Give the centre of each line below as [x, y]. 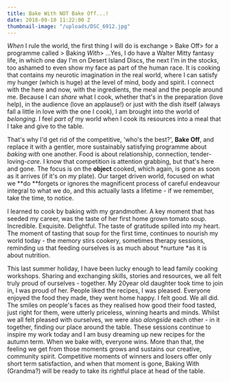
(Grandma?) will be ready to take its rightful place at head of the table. [106, 371]
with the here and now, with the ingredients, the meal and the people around [115, 89]
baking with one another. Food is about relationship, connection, [98, 154]
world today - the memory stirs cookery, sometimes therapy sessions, [106, 241]
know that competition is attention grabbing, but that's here [130, 162]
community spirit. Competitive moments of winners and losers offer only [110, 357]
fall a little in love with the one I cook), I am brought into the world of [103, 112]
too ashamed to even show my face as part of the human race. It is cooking [114, 68]
